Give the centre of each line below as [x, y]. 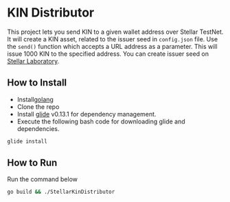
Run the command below [42, 179]
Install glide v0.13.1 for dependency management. [87, 114]
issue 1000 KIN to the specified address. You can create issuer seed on [108, 54]
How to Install [37, 83]
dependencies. [38, 128]
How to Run [32, 163]
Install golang [35, 99]
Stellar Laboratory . [33, 61]
